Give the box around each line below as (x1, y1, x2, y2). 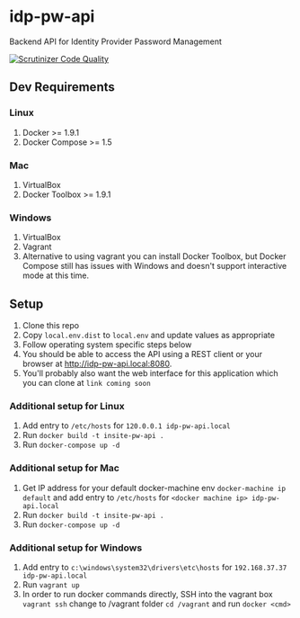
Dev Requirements (9, 79, 115, 95)
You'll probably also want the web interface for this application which (22, 368, 278, 379)
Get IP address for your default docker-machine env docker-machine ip (22, 482, 286, 493)
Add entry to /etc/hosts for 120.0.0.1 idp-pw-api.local (22, 420, 231, 431)
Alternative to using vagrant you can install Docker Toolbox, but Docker (22, 251, 287, 262)
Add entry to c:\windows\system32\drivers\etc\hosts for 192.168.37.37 (22, 561, 287, 572)
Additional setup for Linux (9, 399, 125, 412)
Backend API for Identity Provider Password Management (9, 36, 223, 47)
